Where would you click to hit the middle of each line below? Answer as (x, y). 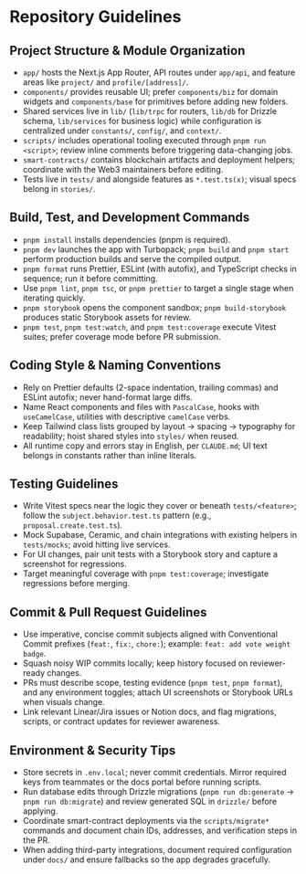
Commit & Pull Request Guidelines (108, 612)
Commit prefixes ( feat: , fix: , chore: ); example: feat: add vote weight (156, 644)
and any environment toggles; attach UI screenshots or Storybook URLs (158, 692)
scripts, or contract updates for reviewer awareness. (121, 721)
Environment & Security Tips (93, 750)
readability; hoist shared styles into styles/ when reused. (131, 436)
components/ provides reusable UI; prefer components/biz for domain (150, 92)
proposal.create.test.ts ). (73, 525)
